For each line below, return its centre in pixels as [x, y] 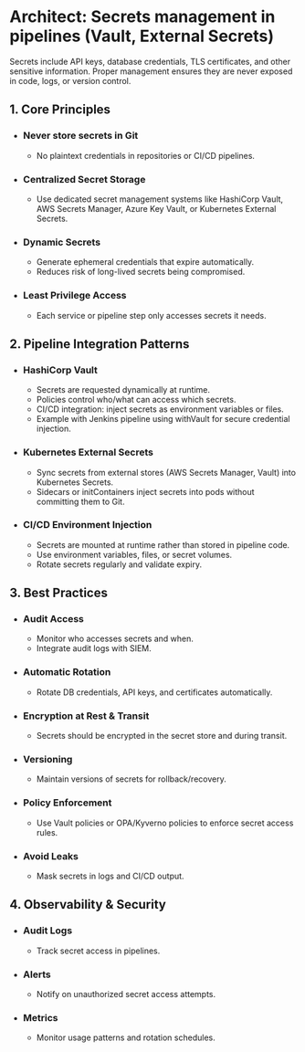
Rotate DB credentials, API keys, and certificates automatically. [154, 692]
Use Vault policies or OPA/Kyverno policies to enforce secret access [165, 823]
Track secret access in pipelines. [98, 951]
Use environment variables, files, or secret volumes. [134, 554]
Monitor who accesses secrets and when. [115, 639]
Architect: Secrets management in [142, 17]
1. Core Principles [60, 110]
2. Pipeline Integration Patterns [100, 344]
